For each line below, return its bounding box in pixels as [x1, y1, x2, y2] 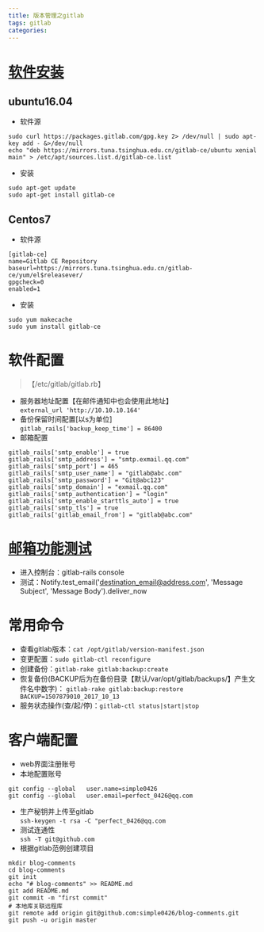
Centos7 [8, 212, 52, 226]
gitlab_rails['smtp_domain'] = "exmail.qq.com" [8, 483, 169, 491]
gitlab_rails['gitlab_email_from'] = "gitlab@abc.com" [8, 511, 193, 519]
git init [8, 873, 37, 880]
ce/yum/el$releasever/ [8, 271, 83, 280]
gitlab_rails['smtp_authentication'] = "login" [8, 491, 169, 498]
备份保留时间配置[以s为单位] [19, 414, 113, 424]
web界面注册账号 [19, 758, 76, 769]
